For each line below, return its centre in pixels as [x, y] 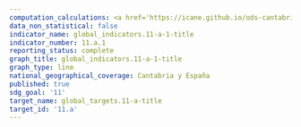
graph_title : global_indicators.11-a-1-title [95, 59]
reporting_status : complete [62, 51]
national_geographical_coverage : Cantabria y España [110, 76]
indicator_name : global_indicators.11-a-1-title [102, 34]
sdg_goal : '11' [38, 92]
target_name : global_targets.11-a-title [86, 101]
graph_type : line [42, 68]
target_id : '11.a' [43, 109]
